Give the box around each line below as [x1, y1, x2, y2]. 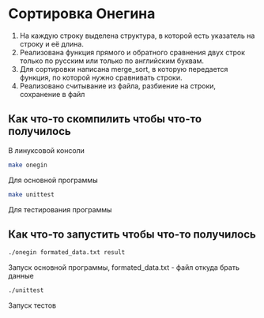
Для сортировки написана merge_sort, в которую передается [19, 64, 228, 73]
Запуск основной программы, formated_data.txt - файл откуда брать [8, 263, 239, 272]
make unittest [8, 190, 55, 198]
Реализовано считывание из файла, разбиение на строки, [19, 80, 216, 91]
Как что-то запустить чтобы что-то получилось [8, 227, 257, 241]
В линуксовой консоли [8, 145, 85, 155]
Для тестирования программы [8, 204, 112, 214]
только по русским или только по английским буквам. [19, 56, 204, 65]
